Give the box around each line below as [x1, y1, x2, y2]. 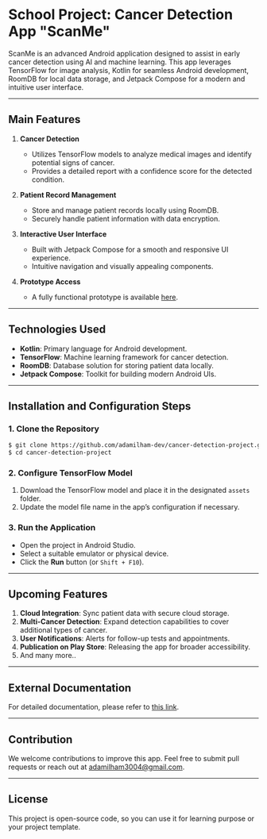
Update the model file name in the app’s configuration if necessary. [19, 502, 240, 512]
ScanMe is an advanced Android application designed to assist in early [8, 48, 241, 58]
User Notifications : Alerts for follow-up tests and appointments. [19, 633, 230, 644]
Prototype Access [19, 276, 81, 287]
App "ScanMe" [8, 22, 110, 40]
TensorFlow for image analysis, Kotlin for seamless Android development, [8, 65, 249, 75]
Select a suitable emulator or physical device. [19, 548, 169, 558]
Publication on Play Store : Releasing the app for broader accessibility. [19, 642, 250, 652]
